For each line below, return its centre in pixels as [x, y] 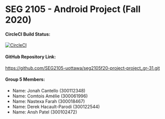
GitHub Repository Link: [30, 57]
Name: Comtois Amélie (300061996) [50, 96]
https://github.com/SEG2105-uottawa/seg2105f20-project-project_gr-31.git [82, 68]
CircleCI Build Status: [28, 34]
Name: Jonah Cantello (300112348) [49, 90]
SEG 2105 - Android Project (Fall [73, 9]
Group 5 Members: [25, 79]
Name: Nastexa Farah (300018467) [48, 101]
